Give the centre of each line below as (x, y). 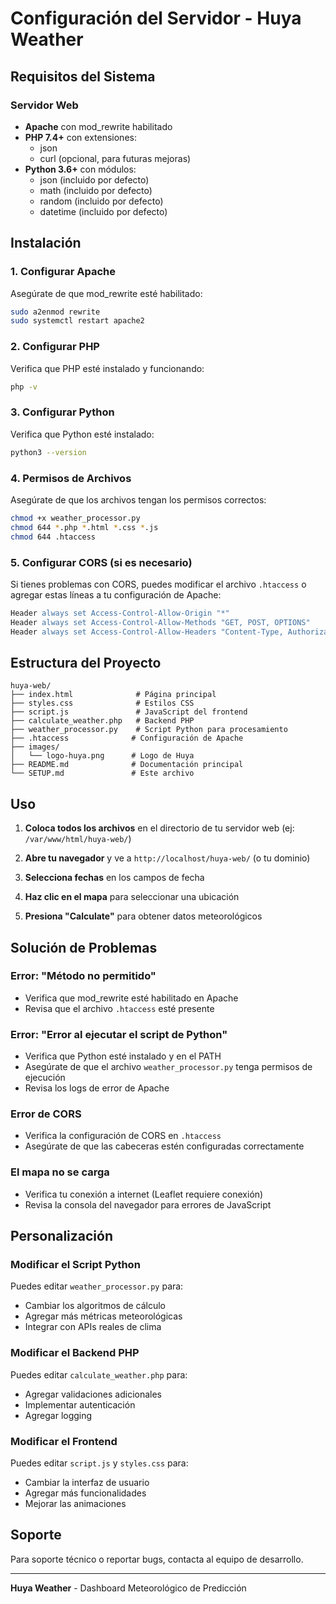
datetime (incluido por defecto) (103, 211)
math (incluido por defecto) (96, 190)
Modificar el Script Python (75, 1265)
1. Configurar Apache (63, 272)
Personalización (62, 1236)
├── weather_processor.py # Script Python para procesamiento (149, 730)
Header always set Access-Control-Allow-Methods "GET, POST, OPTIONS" (160, 622)
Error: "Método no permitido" (83, 976)
